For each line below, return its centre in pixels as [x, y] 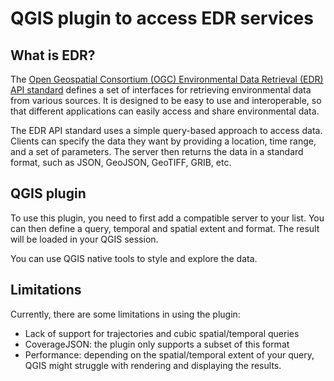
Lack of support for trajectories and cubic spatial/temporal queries [162, 333]
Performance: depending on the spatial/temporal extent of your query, [169, 354]
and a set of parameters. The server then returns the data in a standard [157, 151]
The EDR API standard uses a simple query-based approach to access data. [166, 130]
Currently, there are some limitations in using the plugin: [125, 314]
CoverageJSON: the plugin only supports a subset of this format [157, 344]
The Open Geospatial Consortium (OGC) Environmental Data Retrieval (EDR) [167, 79]
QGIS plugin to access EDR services [162, 18]
